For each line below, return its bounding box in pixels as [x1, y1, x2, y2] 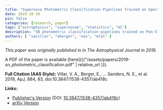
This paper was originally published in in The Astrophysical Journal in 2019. [5, 47, 157, 53]
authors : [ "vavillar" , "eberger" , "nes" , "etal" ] [5, 34, 112, 39]
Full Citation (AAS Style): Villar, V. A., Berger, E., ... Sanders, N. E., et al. [5, 71, 148, 77]
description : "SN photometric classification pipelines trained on [5, 29, 145, 34]
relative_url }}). [78, 61, 108, 68]
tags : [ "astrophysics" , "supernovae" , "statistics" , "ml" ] [5, 25, 127, 30]
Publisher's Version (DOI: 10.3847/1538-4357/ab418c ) [12, 95, 120, 100]
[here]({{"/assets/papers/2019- [67, 56, 130, 62]
